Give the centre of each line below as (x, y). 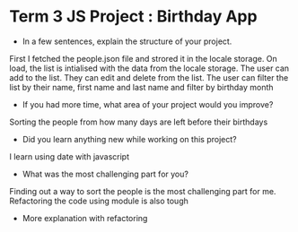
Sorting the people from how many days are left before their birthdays (139, 122)
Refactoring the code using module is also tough (99, 201)
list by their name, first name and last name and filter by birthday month (141, 87)
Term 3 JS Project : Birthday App (133, 17)
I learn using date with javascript (70, 156)
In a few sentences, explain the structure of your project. (127, 41)
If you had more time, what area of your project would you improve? (148, 104)
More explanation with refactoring (85, 218)
